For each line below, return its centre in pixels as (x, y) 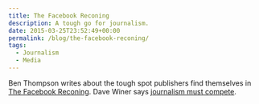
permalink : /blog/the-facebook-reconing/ (79, 38)
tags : (17, 46)
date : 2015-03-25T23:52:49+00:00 (64, 30)
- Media (29, 61)
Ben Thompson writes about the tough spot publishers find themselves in (130, 83)
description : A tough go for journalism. (79, 23)
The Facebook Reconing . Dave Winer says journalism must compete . (123, 91)
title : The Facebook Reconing (59, 16)
